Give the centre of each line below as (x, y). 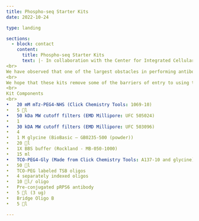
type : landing (24, 28)
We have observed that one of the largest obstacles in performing (91, 72)
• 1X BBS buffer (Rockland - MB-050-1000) (62, 149)
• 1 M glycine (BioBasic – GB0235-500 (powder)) (70, 138)
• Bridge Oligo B (30, 198)
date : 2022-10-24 (28, 17)
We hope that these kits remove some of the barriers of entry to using (98, 83)
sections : (18, 39)
